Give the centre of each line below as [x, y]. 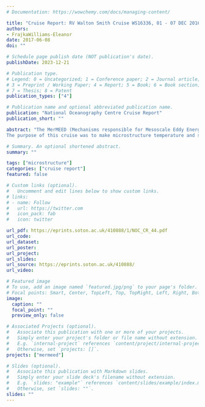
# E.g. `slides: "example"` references [60, 383]
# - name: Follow [28, 202]
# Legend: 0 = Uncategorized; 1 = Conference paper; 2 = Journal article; [103, 79]
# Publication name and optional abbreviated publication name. [90, 108]
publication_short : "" [35, 119]
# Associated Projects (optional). [52, 327]
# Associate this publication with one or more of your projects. [95, 332]
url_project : [23, 253]
